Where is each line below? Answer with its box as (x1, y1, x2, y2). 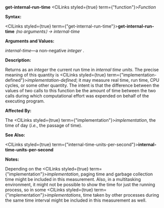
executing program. (5, 98, 45, 104)
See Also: (5, 132, 26, 138)
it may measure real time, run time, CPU (78, 77, 160, 83)
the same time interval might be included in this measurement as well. (5, 197, 147, 203)
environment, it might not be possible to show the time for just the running (5, 182, 155, 187)
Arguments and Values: (5, 38, 55, 44)
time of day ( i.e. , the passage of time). (5, 123, 83, 128)
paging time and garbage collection (80, 171, 153, 177)
